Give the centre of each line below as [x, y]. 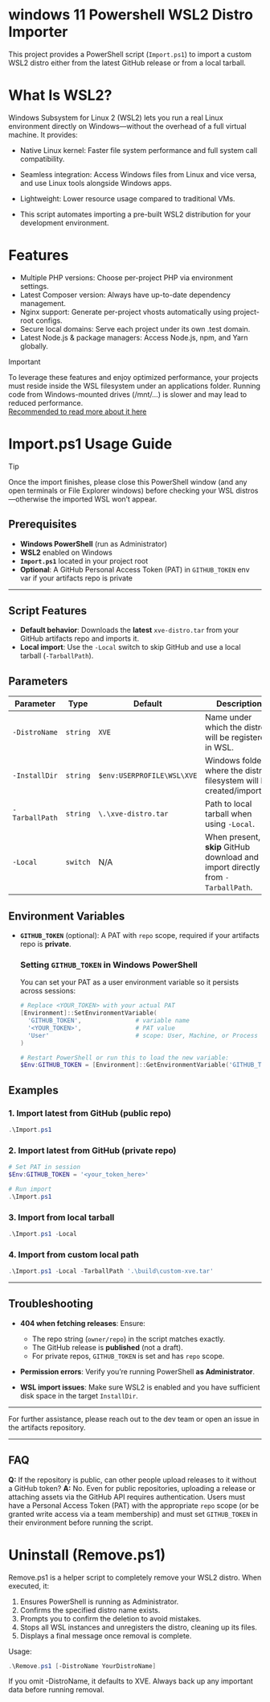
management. [43, 303]
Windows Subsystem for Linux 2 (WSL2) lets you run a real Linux [116, 118]
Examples [33, 1090]
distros [247, 490]
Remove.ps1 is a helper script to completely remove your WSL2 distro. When [135, 1577]
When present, [233, 837]
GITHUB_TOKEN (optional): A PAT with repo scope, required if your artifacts [139, 935]
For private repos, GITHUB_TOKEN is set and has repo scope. [128, 1356]
